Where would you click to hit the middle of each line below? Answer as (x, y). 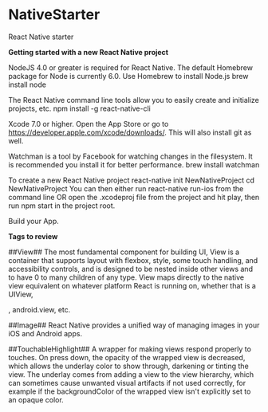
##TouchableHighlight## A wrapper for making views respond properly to (130, 349)
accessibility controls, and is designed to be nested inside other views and (131, 269)
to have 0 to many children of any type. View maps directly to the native (126, 277)
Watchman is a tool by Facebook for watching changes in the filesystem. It (130, 156)
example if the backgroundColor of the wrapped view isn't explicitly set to (130, 391)
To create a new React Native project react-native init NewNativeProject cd (132, 180)
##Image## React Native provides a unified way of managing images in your (134, 325)
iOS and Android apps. (45, 333)
